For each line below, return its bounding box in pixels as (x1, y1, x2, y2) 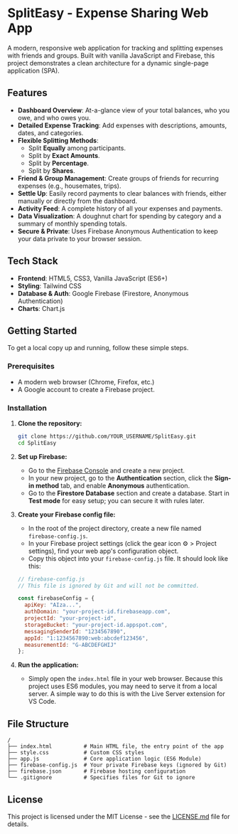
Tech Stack (7, 255, 58, 268)
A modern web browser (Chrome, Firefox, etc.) (17, 377, 155, 386)
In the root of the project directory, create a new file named (28, 524, 202, 532)
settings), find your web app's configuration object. (28, 547, 179, 555)
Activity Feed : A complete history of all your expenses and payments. (17, 204, 223, 213)
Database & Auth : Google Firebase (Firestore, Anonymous (17, 289, 189, 297)
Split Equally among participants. (28, 144, 126, 152)
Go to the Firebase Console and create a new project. (28, 466, 185, 475)
